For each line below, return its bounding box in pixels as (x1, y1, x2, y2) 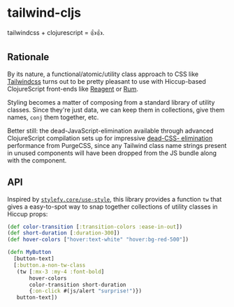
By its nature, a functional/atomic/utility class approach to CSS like (7, 70, 199, 78)
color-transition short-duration (29, 281, 127, 288)
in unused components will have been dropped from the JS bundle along (7, 149, 217, 157)
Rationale (7, 51, 50, 63)
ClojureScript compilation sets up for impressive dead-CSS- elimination (7, 134, 213, 142)
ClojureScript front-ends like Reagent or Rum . (7, 84, 138, 93)
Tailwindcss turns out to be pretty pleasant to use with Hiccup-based (7, 77, 206, 85)
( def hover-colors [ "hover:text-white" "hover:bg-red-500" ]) (7, 236, 189, 244)
